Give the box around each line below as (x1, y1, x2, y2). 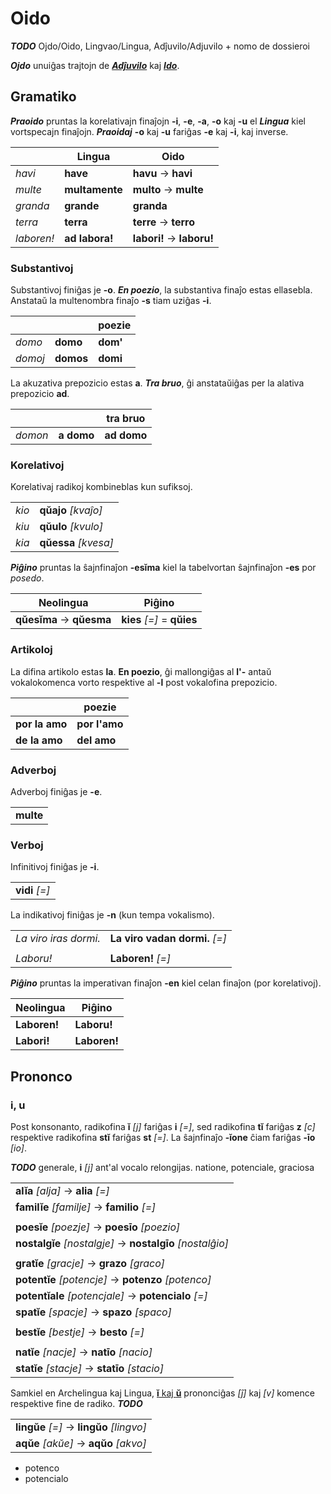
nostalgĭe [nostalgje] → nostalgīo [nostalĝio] (15, 1236, 230, 1250)
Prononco (10, 1068, 73, 1085)
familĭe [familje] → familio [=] (15, 1200, 157, 1214)
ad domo (104, 428, 148, 442)
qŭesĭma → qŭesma (15, 613, 112, 627)
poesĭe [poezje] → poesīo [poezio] (15, 1220, 181, 1234)
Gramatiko (10, 88, 77, 106)
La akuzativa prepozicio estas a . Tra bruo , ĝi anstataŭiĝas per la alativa (10, 377, 305, 389)
